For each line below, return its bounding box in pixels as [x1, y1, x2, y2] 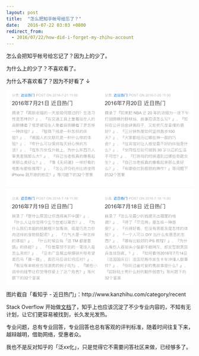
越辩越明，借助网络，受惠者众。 [6, 330, 84, 338]
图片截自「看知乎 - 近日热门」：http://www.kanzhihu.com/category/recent [6, 291, 186, 298]
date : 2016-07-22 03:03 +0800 [6, 22, 86, 28]
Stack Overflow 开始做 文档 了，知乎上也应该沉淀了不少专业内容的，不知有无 [6, 303, 191, 310]
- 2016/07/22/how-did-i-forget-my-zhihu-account [11, 34, 134, 41]
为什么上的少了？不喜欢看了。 [6, 65, 79, 72]
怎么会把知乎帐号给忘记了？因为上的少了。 [6, 52, 110, 59]
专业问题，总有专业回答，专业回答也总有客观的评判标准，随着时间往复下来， [6, 323, 194, 330]
